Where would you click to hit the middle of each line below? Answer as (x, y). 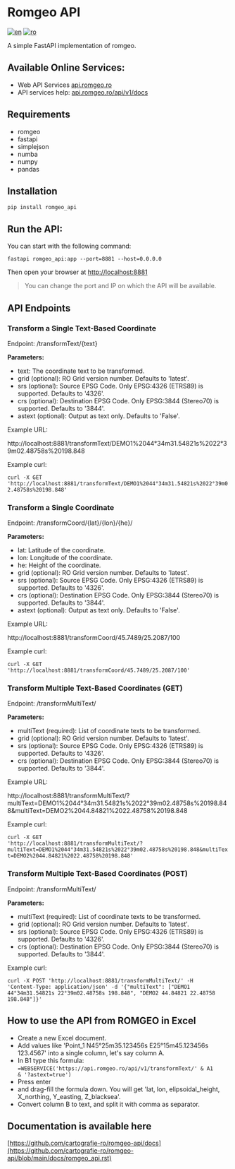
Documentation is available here (80, 1126)
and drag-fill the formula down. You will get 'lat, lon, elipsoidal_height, (119, 1089)
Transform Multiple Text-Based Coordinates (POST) (98, 874)
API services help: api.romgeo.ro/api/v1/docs (83, 92)
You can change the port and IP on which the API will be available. (120, 286)
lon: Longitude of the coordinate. (65, 558)
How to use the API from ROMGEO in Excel (102, 1021)
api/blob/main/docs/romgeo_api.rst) (59, 1158)
